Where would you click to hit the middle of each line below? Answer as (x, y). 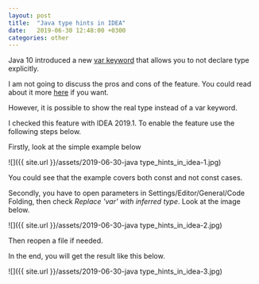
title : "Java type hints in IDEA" (67, 23)
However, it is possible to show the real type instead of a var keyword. (123, 108)
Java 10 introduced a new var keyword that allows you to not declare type (129, 60)
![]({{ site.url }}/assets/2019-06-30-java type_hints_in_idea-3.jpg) (115, 271)
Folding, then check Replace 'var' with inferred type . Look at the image (124, 201)
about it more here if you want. (58, 93)
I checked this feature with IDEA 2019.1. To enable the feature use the (122, 123)
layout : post (30, 15)
